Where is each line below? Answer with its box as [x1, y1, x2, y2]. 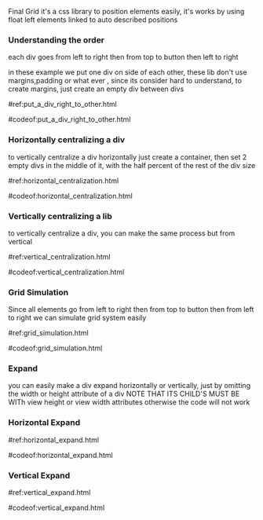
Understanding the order [8, 35, 104, 46]
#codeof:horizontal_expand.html [8, 450, 114, 460]
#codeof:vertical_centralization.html [8, 267, 125, 276]
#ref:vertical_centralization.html [8, 251, 111, 262]
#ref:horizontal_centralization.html [8, 176, 119, 185]
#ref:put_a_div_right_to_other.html [8, 100, 118, 109]
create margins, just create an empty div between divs [8, 84, 184, 93]
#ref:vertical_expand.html [8, 488, 91, 497]
